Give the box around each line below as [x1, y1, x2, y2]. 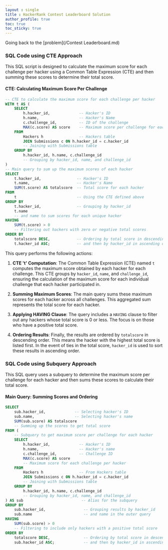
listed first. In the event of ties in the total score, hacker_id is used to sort [12, 342, 163, 348]
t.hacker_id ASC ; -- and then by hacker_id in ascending [14, 241, 160, 246]
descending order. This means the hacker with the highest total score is [12, 337, 160, 343]
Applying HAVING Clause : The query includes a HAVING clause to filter [12, 311, 157, 317]
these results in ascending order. [12, 348, 80, 354]
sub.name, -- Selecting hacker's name [14, 414, 133, 419]
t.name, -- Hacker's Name [14, 181, 113, 186]
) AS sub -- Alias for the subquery [5, 498, 137, 503]
